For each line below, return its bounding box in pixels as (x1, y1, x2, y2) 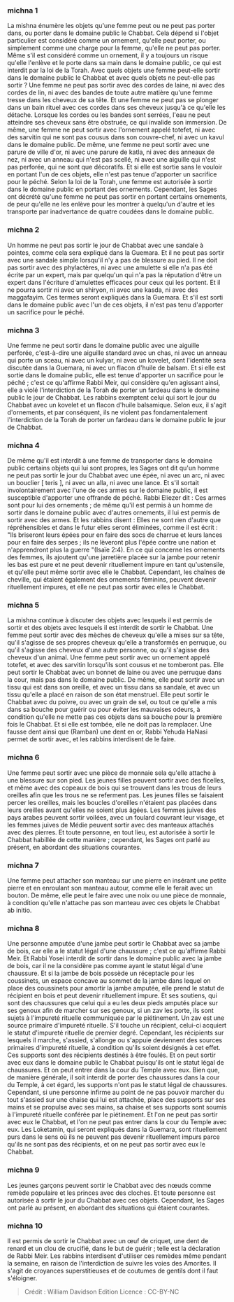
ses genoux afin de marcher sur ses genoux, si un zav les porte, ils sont (7, 1007, 214, 1015)
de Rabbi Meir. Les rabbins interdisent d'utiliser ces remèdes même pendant (7, 1252, 227, 1260)
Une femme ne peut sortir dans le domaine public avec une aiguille (7, 341, 200, 349)
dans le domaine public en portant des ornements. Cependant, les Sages (7, 185, 218, 194)
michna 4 (7, 440, 40, 450)
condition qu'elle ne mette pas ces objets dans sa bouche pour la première (7, 713, 222, 721)
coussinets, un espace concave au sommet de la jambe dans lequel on (7, 976, 211, 985)
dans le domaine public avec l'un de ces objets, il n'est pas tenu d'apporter (7, 300, 224, 309)
